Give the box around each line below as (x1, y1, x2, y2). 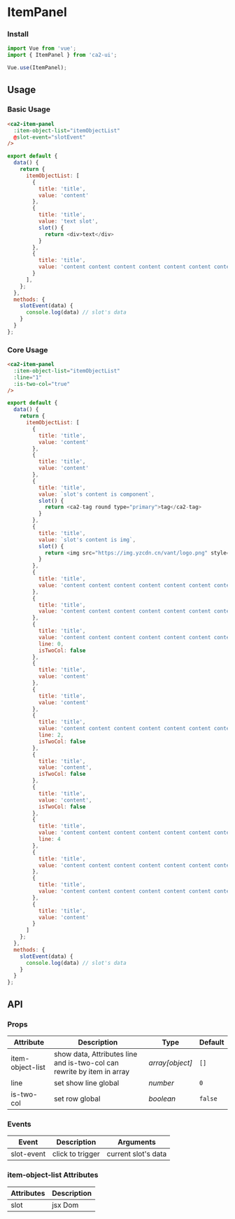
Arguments (117, 1137, 156, 1147)
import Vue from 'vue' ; (7, 45, 77, 53)
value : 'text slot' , (38, 218, 99, 225)
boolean (148, 1094, 176, 1103)
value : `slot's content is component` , (38, 491, 155, 498)
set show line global (53, 1078, 120, 1087)
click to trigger (52, 1149, 100, 1159)
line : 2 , (38, 732, 64, 739)
